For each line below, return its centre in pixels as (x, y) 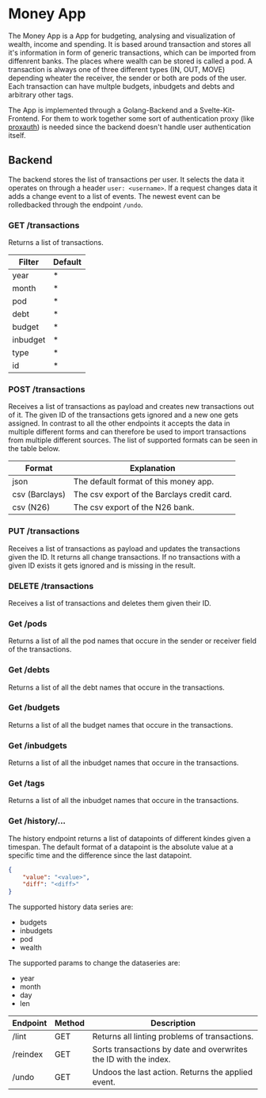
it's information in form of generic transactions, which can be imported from (132, 52)
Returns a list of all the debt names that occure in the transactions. (117, 687)
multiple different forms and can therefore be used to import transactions (127, 432)
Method (70, 1023)
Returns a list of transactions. (56, 243)
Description (173, 1023)
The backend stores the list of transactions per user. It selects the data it (126, 179)
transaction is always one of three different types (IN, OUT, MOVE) (117, 69)
